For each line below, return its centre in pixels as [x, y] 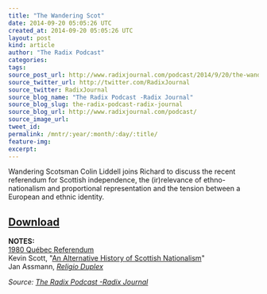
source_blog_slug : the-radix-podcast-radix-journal [95, 104]
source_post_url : [37, 75]
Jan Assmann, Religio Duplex [56, 267]
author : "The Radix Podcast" [56, 53]
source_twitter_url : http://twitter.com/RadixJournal [99, 82]
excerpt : [23, 149]
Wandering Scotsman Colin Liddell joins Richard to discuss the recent [122, 171]
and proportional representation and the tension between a [144, 189]
